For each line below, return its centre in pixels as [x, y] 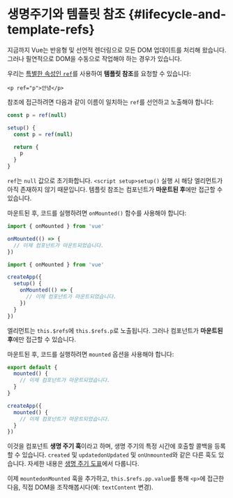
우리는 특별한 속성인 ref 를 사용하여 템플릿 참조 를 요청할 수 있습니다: [99, 73]
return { [26, 147]
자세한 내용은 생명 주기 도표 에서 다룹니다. [83, 464]
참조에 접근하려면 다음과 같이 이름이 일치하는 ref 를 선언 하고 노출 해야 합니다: [111, 101]
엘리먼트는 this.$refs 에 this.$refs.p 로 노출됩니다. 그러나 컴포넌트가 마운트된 [115, 330]
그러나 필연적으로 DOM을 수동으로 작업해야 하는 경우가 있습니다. [95, 58]
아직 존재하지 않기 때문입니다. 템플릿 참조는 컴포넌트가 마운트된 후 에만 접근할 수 [115, 190]
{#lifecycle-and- [177, 14]
